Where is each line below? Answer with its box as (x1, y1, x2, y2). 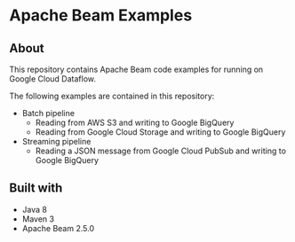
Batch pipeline (21, 108, 76, 118)
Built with (9, 181, 63, 196)
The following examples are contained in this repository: (9, 90, 215, 101)
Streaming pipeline (21, 137, 92, 146)
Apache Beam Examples (9, 5, 193, 26)
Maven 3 (21, 214, 55, 224)
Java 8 (21, 204, 47, 215)
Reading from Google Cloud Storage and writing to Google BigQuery (35, 127, 286, 137)
